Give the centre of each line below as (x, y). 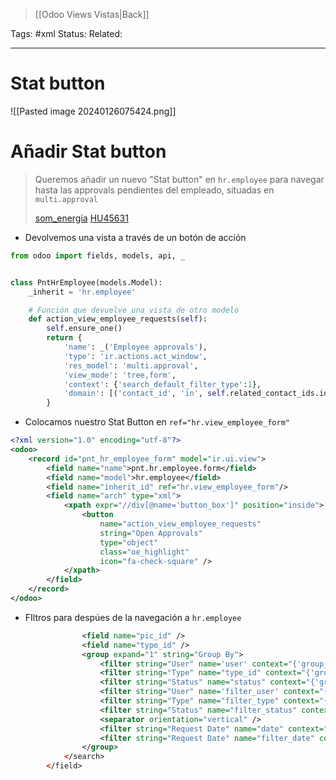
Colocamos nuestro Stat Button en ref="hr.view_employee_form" (157, 422)
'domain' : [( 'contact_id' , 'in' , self (144, 394)
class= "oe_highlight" (144, 552)
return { (64, 338)
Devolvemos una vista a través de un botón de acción (135, 237)
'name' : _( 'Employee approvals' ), (135, 347)
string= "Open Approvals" (151, 533)
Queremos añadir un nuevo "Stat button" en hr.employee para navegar (179, 179)
